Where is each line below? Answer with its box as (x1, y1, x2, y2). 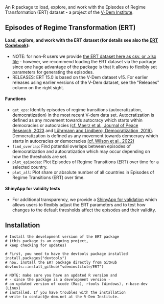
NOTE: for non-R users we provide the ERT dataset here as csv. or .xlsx (12, 53, 157, 59)
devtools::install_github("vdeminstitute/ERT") (5, 264, 104, 269)
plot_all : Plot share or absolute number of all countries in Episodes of (12, 169, 155, 175)
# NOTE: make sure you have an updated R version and (5, 273, 117, 278)
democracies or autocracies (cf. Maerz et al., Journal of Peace (12, 122, 139, 128)
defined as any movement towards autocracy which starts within (12, 117, 143, 123)
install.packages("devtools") (5, 255, 67, 260)
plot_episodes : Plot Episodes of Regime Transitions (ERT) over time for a (12, 159, 159, 165)
